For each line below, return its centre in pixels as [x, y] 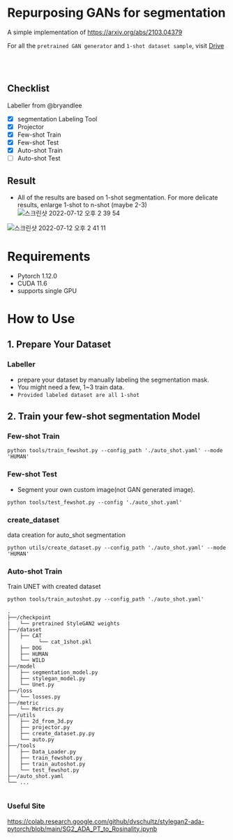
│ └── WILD [26, 661]
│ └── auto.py [31, 740]
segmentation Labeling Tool [57, 119]
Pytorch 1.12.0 [37, 276]
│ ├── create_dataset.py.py [51, 734]
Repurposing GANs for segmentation [116, 13]
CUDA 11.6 [32, 283]
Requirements [49, 257]
